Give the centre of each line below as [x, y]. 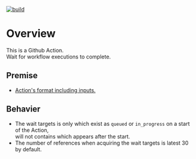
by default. [28, 149]
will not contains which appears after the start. [72, 136]
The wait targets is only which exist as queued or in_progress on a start [103, 123]
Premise [22, 76]
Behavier [23, 109]
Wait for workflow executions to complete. [59, 57]
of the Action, [32, 130]
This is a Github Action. [35, 50]
